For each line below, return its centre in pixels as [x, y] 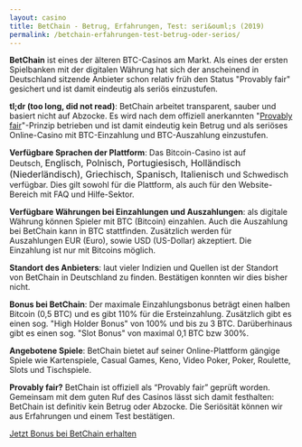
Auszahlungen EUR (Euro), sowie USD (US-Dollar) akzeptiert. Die [131, 241]
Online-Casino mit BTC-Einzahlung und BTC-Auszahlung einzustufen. [139, 135]
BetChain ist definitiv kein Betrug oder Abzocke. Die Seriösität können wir [146, 406]
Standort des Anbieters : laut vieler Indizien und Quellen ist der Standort [144, 268]
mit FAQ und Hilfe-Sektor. [87, 194]
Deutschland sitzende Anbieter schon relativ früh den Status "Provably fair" [150, 79]
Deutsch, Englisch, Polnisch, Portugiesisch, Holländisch [125, 163]
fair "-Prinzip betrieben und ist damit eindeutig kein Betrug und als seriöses [149, 126]
